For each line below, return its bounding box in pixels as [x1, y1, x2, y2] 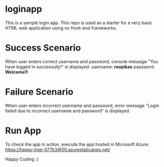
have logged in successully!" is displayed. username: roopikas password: [5, 64, 155, 69]
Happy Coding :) [5, 156, 39, 162]
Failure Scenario [5, 86, 74, 98]
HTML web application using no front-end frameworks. [5, 25, 117, 31]
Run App [5, 125, 41, 136]
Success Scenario [5, 42, 81, 54]
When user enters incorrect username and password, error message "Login [5, 102, 160, 108]
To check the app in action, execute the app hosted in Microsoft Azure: [5, 141, 150, 147]
